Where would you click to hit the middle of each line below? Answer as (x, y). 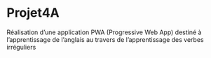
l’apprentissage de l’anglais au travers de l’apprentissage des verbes (105, 39)
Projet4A (33, 13)
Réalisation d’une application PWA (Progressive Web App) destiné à (104, 32)
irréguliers (21, 47)
